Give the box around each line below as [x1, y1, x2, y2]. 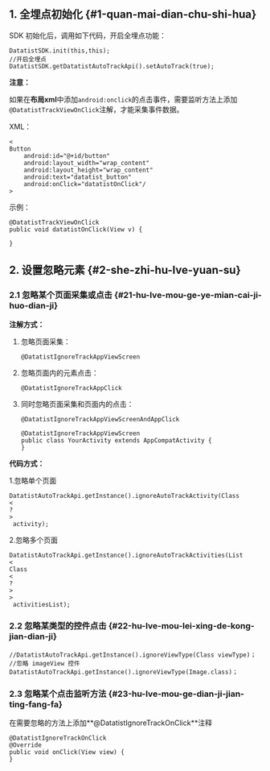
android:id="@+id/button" [23, 151, 111, 160]
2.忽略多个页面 [9, 535, 59, 545]
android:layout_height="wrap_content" [23, 166, 153, 174]
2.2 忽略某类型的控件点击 [9, 620, 107, 632]
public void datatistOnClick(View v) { [9, 225, 143, 234]
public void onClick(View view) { [9, 748, 125, 756]
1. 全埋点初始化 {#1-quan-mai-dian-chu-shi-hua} [9, 7, 257, 22]
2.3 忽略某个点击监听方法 [9, 688, 107, 699]
